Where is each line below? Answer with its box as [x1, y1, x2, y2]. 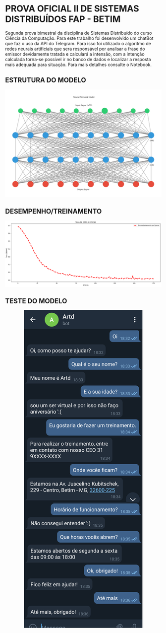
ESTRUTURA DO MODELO [5, 76, 86, 84]
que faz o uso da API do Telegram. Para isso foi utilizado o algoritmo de [5, 40, 151, 46]
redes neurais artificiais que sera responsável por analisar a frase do [5, 46, 145, 52]
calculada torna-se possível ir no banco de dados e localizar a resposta [5, 56, 151, 62]
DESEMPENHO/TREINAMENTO [5, 207, 102, 215]
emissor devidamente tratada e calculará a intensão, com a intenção [5, 51, 145, 57]
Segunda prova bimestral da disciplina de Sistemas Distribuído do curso [5, 30, 152, 36]
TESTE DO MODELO [5, 296, 67, 305]
